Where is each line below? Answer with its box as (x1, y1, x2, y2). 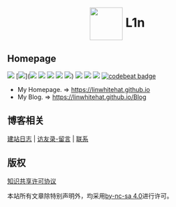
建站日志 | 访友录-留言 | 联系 (7, 135, 89, 143)
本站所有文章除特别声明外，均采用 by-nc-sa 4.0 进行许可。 (7, 192, 173, 200)
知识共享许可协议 (7, 176, 57, 185)
